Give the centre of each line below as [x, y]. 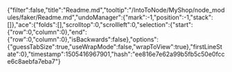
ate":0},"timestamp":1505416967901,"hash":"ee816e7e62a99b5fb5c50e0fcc [116, 54]
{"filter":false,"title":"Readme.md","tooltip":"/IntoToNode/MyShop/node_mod [116, 10]
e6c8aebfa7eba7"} [34, 61]
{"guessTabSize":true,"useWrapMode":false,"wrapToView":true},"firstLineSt [115, 47]
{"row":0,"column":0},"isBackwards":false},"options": [83, 39]
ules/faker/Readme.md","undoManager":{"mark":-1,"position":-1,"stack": [110, 17]
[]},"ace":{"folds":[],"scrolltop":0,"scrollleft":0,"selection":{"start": [100, 25]
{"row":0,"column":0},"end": [47, 32]
